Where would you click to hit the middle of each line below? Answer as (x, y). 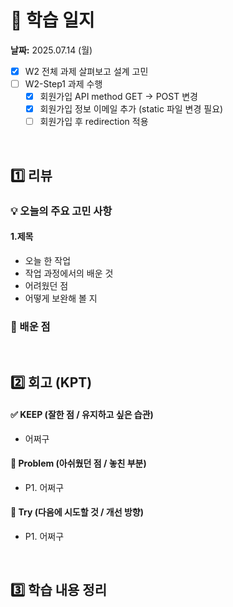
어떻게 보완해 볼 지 (61, 298)
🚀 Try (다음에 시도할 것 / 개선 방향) (77, 512)
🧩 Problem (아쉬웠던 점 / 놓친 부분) (78, 463)
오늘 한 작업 (48, 260)
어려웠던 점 (46, 285)
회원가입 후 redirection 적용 (94, 122)
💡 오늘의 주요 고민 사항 (61, 211)
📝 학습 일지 (52, 20)
